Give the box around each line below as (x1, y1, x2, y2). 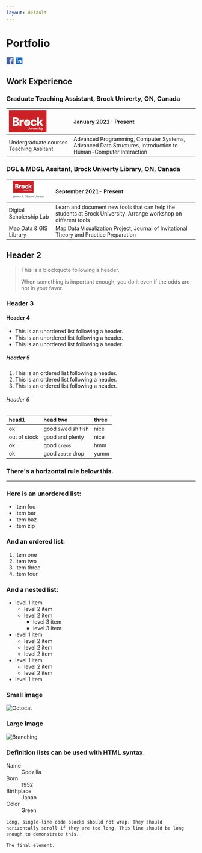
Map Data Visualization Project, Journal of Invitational (55, 225, 188, 232)
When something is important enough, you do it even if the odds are (20, 278, 190, 285)
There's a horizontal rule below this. (6, 467, 114, 475)
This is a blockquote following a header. (20, 266, 120, 273)
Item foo (14, 503, 36, 510)
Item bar (14, 509, 36, 517)
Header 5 (6, 354, 30, 361)
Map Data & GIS (8, 225, 48, 232)
